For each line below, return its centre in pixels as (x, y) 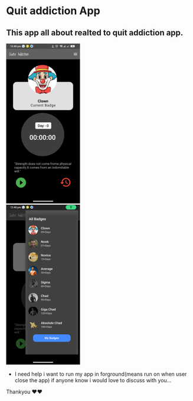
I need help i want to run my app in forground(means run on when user (101, 374)
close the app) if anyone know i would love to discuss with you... (93, 380)
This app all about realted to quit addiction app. (95, 33)
